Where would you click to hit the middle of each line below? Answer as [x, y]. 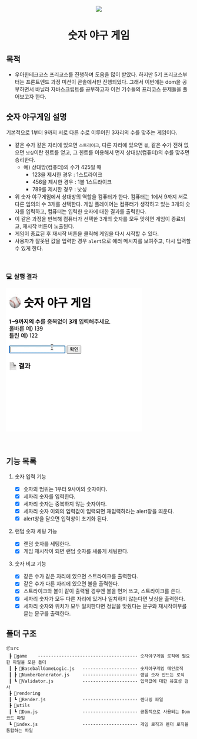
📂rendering [27, 694]
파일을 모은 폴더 [29, 663]
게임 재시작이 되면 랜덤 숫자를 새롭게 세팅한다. [76, 551]
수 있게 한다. [29, 248]
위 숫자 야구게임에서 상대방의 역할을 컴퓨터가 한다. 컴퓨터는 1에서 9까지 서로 [101, 196]
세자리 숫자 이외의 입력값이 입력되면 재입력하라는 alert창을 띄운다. [99, 512]
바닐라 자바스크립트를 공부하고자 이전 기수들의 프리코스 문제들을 [108, 89]
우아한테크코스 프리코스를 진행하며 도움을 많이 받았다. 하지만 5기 [89, 74]
